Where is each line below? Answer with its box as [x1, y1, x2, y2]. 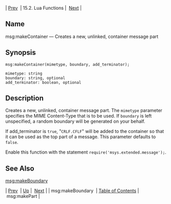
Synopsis [5, 48, 36, 57]
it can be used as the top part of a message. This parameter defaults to [5, 134, 156, 140]
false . [5, 139, 18, 145]
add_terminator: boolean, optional [5, 80, 82, 85]
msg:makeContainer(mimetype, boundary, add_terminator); [5, 62, 130, 67]
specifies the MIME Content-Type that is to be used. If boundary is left [5, 113, 152, 119]
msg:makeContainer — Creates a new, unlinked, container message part [5, 33, 159, 40]
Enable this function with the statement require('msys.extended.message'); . [5, 149, 167, 155]
